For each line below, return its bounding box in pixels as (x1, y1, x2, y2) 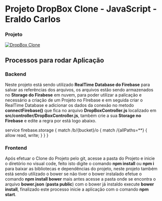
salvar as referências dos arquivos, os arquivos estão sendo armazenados (5, 87, 154, 93)
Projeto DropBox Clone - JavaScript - (5, 3, 157, 15)
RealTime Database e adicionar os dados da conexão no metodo (5, 102, 134, 108)
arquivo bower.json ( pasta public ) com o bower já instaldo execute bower (5, 181, 154, 187)
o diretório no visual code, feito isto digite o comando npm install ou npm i (5, 161, 154, 167)
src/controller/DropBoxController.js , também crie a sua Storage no (5, 113, 142, 118)
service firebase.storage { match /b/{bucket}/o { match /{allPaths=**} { (5, 127, 147, 133)
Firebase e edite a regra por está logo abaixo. (5, 118, 97, 124)
